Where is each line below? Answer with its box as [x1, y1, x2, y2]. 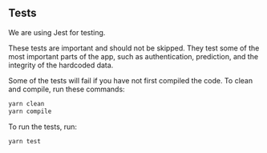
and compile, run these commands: [8, 84, 126, 94]
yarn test [8, 137, 42, 145]
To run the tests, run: [8, 122, 78, 131]
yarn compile [8, 107, 52, 115]
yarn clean [8, 99, 45, 107]
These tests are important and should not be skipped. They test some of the [8, 43, 260, 53]
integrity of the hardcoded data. [8, 60, 114, 70]
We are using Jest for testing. [8, 27, 106, 37]
